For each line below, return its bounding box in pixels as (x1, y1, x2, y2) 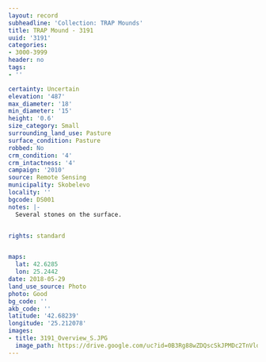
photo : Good (8, 290, 47, 298)
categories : (8, 41, 47, 49)
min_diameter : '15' (8, 107, 73, 115)
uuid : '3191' (8, 33, 51, 42)
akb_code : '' (8, 305, 51, 313)
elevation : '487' (8, 92, 66, 100)
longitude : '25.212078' (8, 319, 87, 328)
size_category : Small (8, 122, 80, 130)
